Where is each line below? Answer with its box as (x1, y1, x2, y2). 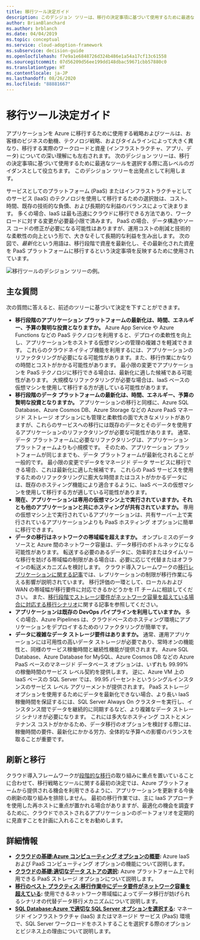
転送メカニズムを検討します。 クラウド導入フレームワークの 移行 (30, 563, 189, 571)
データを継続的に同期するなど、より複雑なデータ (51, 705, 172, 712)
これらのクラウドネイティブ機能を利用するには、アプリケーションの (26, 346, 193, 353)
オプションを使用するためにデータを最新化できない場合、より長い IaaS (14, 690, 189, 698)
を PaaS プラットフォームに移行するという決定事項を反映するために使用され (6, 247, 195, 254)
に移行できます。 (14, 526, 57, 533)
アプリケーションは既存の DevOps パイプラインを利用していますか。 (14, 608, 184, 615)
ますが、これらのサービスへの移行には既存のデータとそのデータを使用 (14, 421, 188, 428)
